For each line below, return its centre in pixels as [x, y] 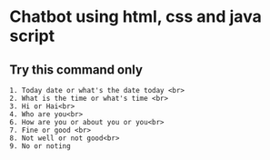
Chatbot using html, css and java [135, 17]
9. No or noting [40, 146]
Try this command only [76, 70]
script [32, 36]
